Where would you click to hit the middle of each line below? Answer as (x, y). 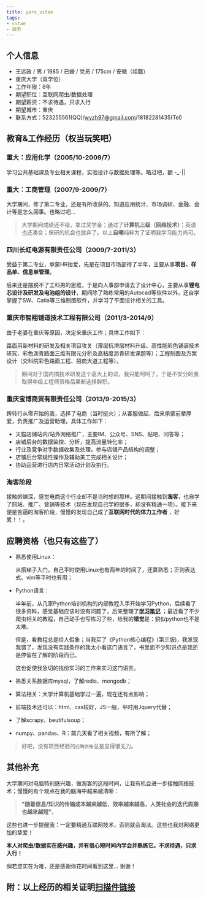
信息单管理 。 (39, 272)
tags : (13, 18)
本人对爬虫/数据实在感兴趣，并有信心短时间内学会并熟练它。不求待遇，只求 (101, 845)
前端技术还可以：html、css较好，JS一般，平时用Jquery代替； (94, 707)
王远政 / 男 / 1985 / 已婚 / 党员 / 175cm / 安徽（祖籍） (82, 72)
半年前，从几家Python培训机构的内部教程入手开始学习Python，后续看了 (105, 604)
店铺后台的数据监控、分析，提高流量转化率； (72, 442)
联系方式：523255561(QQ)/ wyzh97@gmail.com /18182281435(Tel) (99, 118)
